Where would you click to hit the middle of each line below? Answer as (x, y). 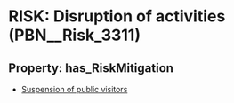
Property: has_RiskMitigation (91, 68)
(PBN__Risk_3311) (75, 35)
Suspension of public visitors (74, 89)
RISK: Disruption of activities (117, 16)
